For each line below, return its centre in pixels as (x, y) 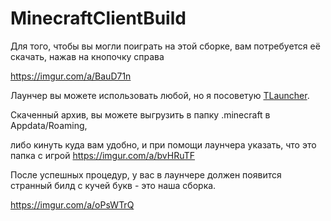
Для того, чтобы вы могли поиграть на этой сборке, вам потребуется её (165, 46)
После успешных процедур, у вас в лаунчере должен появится (146, 174)
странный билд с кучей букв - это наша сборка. (113, 185)
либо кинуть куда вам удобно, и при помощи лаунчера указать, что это (163, 144)
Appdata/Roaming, (49, 125)
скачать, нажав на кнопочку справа (87, 56)
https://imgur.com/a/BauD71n (71, 76)
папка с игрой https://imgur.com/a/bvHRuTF (103, 155)
